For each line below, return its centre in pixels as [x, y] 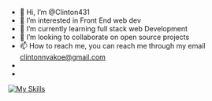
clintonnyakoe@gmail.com [63, 57]
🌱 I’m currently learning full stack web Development [103, 29]
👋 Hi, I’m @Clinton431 [55, 12]
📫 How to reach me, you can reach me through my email [112, 46]
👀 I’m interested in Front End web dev [80, 20]
